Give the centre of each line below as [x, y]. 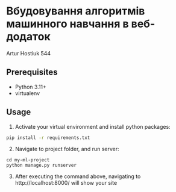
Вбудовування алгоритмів [76, 11]
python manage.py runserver [42, 166]
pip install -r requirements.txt [48, 138]
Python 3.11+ [31, 87]
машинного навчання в [68, 24]
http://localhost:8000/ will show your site [66, 183]
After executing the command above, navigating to [78, 176]
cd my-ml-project [28, 160]
